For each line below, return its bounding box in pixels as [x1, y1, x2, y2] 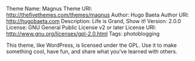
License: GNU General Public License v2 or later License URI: [6, 24, 156, 31]
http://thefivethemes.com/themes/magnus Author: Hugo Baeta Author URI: [6, 11, 189, 18]
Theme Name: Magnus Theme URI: [6, 5, 92, 12]
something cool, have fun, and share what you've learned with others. [6, 48, 178, 55]
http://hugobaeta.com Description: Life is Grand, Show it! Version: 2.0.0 [6, 18, 181, 24]
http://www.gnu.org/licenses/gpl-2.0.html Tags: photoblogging [6, 30, 160, 37]
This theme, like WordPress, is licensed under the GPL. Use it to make [6, 41, 177, 49]
